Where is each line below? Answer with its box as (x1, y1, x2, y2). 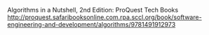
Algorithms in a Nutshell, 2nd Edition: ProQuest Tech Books (7, 6, 179, 14)
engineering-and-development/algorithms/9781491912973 (7, 21, 176, 28)
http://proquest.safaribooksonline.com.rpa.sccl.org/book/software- (7, 13, 202, 21)
